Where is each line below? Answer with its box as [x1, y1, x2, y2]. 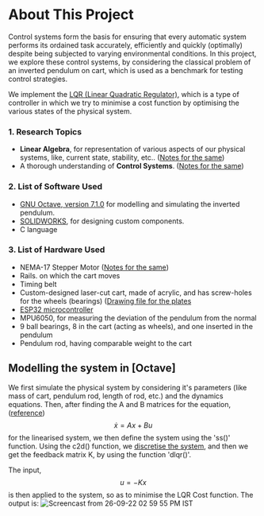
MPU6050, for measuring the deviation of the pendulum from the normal [19, 312, 257, 323]
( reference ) [8, 408, 45, 417]
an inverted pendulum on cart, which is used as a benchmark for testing [8, 65, 243, 75]
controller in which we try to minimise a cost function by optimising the [8, 98, 239, 107]
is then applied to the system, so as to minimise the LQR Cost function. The [8, 490, 254, 499]
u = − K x [120, 477, 147, 487]
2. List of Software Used [8, 181, 103, 192]
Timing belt [19, 279, 57, 289]
